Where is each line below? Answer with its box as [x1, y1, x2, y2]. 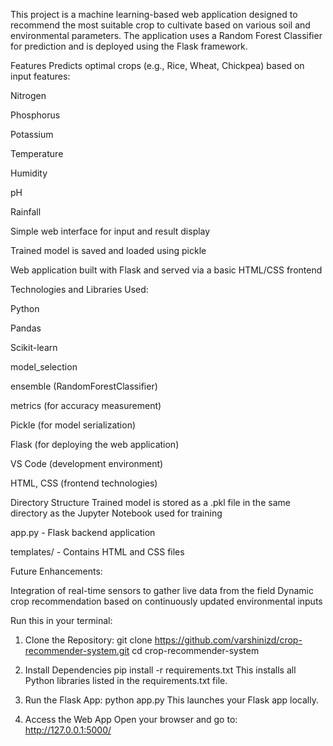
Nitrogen [10, 90, 47, 101]
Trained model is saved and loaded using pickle [10, 245, 207, 256]
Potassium [10, 129, 54, 140]
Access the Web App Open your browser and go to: [24, 714, 238, 725]
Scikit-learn [10, 342, 58, 353]
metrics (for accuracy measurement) [10, 400, 162, 411]
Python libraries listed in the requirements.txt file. [24, 675, 228, 686]
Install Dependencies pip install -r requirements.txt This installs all [24, 664, 297, 676]
